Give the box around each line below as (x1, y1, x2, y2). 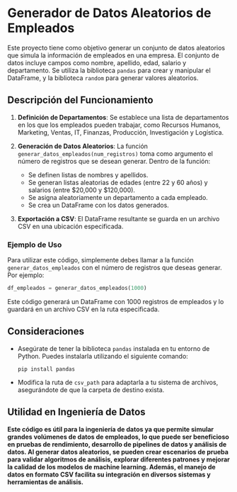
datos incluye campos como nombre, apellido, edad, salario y (7, 58, 187, 67)
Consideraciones (7, 325, 85, 337)
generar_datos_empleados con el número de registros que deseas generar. (7, 264, 222, 272)
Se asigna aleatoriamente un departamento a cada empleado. (28, 193, 209, 201)
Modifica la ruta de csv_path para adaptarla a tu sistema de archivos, (17, 378, 219, 386)
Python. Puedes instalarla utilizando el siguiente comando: (17, 352, 189, 360)
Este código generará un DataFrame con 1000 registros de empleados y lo (7, 297, 224, 306)
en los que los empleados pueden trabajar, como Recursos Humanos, (17, 121, 221, 129)
